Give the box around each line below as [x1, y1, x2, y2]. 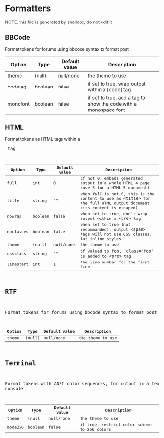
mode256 [7, 424, 24, 430]
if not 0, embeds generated [80, 175, 143, 181]
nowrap [7, 214, 22, 219]
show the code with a [87, 100, 137, 107]
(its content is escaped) [80, 205, 138, 210]
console [5, 386, 23, 392]
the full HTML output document [80, 200, 150, 206]
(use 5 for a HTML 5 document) [80, 185, 150, 190]
